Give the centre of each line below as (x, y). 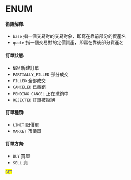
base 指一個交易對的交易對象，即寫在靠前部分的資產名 (69, 36)
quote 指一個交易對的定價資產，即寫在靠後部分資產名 (68, 43)
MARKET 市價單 (27, 131)
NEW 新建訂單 (26, 67)
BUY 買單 (21, 156)
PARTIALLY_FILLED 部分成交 (41, 74)
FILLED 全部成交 (29, 80)
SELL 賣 (20, 162)
